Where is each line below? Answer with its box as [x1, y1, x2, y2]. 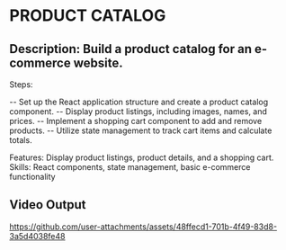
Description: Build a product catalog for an [9, 41, 253, 57]
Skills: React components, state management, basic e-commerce [9, 162, 251, 172]
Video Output [9, 197, 86, 212]
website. [73, 55, 123, 70]
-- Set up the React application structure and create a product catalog [9, 96, 269, 107]
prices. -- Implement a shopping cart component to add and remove [9, 116, 263, 126]
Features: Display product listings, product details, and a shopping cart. [9, 152, 274, 163]
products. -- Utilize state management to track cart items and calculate [9, 125, 273, 136]
